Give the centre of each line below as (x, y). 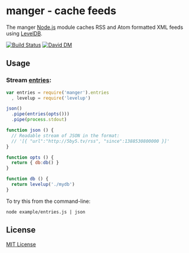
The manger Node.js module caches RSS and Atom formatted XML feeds (95, 27)
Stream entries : (29, 80)
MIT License (21, 244)
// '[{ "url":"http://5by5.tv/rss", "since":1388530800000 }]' (90, 141)
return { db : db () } (35, 163)
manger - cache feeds (61, 11)
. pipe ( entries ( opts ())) (40, 114)
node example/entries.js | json (46, 212)
